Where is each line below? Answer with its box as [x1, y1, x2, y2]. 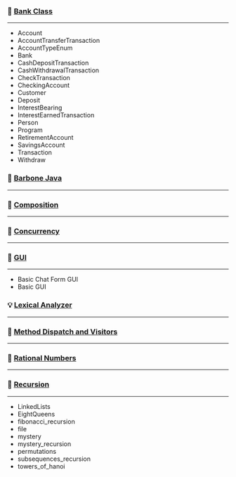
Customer [17, 89, 47, 97]
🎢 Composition [7, 200, 59, 209]
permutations [17, 447, 57, 455]
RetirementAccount [17, 133, 74, 142]
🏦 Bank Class [7, 6, 53, 16]
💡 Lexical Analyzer [7, 300, 72, 310]
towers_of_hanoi [17, 462, 65, 470]
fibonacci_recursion [17, 417, 75, 426]
